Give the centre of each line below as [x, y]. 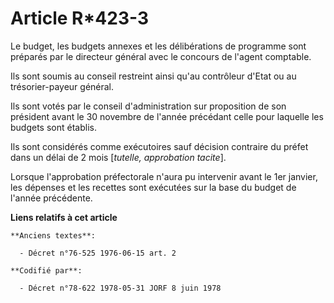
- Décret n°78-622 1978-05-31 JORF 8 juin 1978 [120, 288]
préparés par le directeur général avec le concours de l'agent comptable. [161, 56]
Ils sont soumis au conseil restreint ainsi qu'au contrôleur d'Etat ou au [153, 76]
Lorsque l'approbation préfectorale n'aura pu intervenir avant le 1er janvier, [164, 176]
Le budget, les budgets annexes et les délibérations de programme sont [158, 46]
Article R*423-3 [79, 18]
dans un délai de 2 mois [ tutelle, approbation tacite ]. [118, 157]
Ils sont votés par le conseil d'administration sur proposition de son [148, 106]
